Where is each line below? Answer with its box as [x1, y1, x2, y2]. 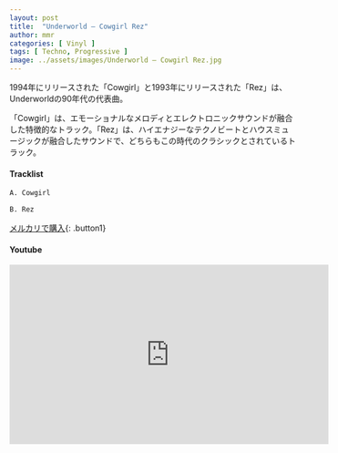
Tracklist [9, 168, 44, 179]
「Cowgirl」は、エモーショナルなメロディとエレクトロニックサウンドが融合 [9, 113, 293, 123]
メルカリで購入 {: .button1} [9, 222, 107, 233]
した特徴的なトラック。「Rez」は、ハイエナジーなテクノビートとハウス [9, 124, 274, 135]
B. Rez [9, 205, 35, 214]
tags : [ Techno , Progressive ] [9, 47, 128, 57]
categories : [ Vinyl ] [9, 38, 96, 48]
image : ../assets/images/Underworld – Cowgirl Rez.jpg [9, 56, 222, 65]
